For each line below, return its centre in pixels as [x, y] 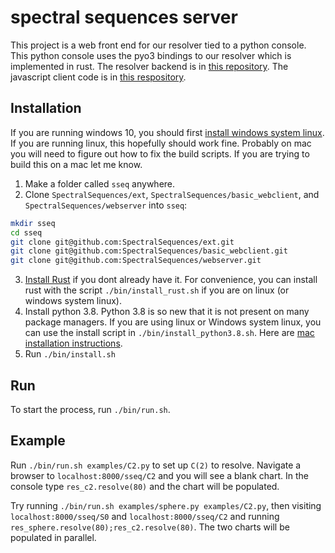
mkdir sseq [33, 223]
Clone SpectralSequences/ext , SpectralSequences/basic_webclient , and [172, 194]
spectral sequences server [124, 17]
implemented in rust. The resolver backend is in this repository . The [149, 66]
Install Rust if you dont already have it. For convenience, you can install [171, 280]
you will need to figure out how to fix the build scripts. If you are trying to [160, 153]
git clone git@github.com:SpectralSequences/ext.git [122, 242]
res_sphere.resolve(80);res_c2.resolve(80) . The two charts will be [150, 527]
